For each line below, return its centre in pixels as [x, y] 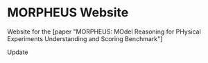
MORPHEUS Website [68, 13]
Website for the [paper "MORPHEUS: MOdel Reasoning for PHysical [104, 32]
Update [18, 52]
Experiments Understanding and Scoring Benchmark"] [85, 38]
